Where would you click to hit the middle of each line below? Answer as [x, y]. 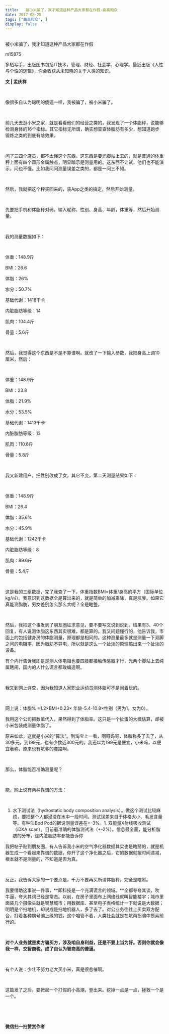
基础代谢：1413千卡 [25, 422]
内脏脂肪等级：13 [23, 433]
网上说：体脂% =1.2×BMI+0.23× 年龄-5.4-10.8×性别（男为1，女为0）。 [78, 708]
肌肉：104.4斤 [20, 321]
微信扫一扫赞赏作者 [25, 1026]
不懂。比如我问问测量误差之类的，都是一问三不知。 [75, 168]
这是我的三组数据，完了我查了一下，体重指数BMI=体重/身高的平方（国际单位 [84, 592]
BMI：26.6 [16, 267]
